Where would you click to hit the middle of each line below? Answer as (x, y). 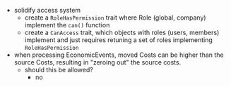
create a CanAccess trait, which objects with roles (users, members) (122, 32)
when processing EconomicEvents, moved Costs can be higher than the (119, 55)
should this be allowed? (59, 70)
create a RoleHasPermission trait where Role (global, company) (115, 18)
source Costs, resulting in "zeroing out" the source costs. (97, 62)
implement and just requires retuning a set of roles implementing (119, 40)
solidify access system (47, 10)
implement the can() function (67, 25)
